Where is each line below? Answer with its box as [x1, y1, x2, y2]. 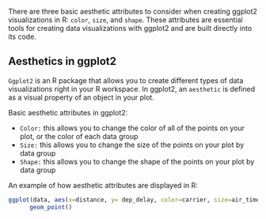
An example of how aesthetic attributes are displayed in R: [8, 180, 198, 190]
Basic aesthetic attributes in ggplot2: [8, 108, 128, 117]
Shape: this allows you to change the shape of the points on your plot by [19, 157, 255, 166]
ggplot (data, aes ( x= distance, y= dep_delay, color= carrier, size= [8, 195, 232, 204]
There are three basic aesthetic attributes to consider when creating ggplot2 [8, 7, 257, 16]
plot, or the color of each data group [19, 131, 139, 141]
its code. [8, 32, 37, 41]
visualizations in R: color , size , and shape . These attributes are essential [8, 15, 243, 25]
